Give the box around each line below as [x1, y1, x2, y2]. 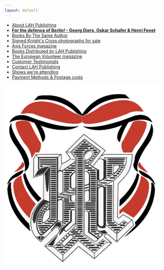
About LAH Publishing [11, 22, 57, 28]
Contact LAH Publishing [11, 64, 61, 70]
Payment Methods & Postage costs [11, 74, 83, 80]
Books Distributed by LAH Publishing [11, 48, 87, 54]
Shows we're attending [11, 69, 59, 75]
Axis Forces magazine [11, 43, 57, 49]
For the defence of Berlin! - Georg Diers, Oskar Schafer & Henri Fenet [11, 27, 156, 33]
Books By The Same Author [11, 32, 68, 38]
